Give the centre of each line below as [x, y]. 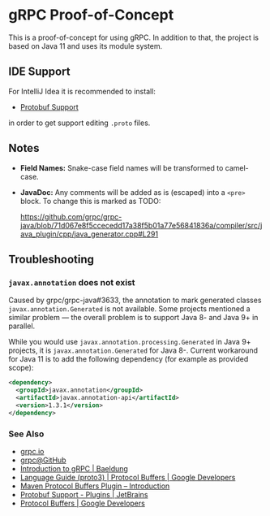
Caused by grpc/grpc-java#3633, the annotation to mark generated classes [135, 300]
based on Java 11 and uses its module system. [86, 46]
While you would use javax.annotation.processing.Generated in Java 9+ [130, 342]
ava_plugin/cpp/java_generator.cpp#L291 [89, 234]
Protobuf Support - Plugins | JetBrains [84, 494]
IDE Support [39, 72]
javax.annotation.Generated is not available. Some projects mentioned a [129, 309]
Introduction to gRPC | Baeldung [74, 468]
